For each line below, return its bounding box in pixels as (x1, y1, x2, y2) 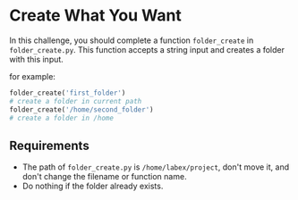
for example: (9, 71, 56, 81)
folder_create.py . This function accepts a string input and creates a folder (9, 44, 285, 54)
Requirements (9, 137, 89, 153)
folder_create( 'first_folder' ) (9, 88, 126, 97)
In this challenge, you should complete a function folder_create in (9, 35, 254, 46)
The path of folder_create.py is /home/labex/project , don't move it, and (21, 162, 289, 172)
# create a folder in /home (9, 113, 115, 122)
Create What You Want (9, 5, 182, 26)
